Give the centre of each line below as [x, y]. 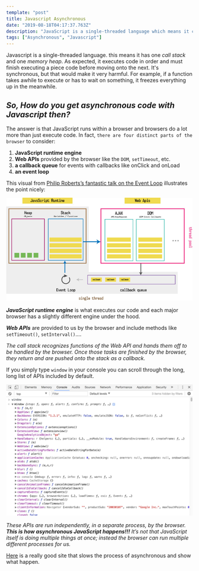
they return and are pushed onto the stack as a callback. [76, 358]
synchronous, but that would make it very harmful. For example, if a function [99, 74]
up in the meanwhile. [32, 86]
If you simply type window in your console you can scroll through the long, [96, 370]
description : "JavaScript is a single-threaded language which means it [98, 31]
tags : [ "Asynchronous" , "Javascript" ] [54, 38]
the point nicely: [26, 189]
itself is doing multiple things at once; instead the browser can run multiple [97, 538]
